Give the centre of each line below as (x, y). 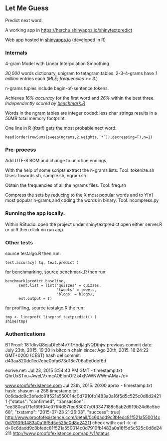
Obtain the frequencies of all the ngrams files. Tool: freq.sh (66, 185)
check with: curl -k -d (114, 423)
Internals (16, 53)
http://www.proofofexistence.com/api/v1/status (61, 433)
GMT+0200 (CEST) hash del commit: (43, 355)
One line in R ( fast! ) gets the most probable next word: (61, 128)
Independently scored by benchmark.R (45, 103)
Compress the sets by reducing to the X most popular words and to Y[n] (79, 195)
